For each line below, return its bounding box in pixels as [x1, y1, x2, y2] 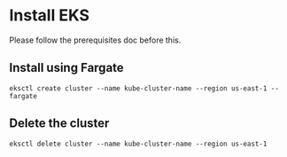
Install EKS [9, 5, 90, 26]
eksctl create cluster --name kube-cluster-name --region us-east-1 [9, 83, 268, 93]
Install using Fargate [9, 60, 124, 75]
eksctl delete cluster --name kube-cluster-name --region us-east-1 [9, 139, 268, 148]
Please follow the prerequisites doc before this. [9, 35, 182, 45]
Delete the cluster [9, 116, 110, 131]
